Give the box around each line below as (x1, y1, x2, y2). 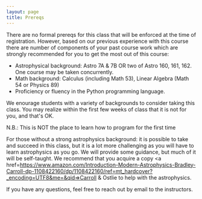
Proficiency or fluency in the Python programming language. (14, 87, 166, 95)
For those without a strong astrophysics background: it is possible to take (6, 135, 189, 142)
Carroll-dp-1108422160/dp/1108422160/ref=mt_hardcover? (6, 167, 153, 175)
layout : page (6, 8, 39, 15)
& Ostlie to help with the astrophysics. (98, 174, 192, 181)
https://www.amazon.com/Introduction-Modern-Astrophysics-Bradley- (19, 161, 196, 168)
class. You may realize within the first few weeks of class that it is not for (6, 106, 187, 113)
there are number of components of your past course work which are (6, 43, 178, 51)
